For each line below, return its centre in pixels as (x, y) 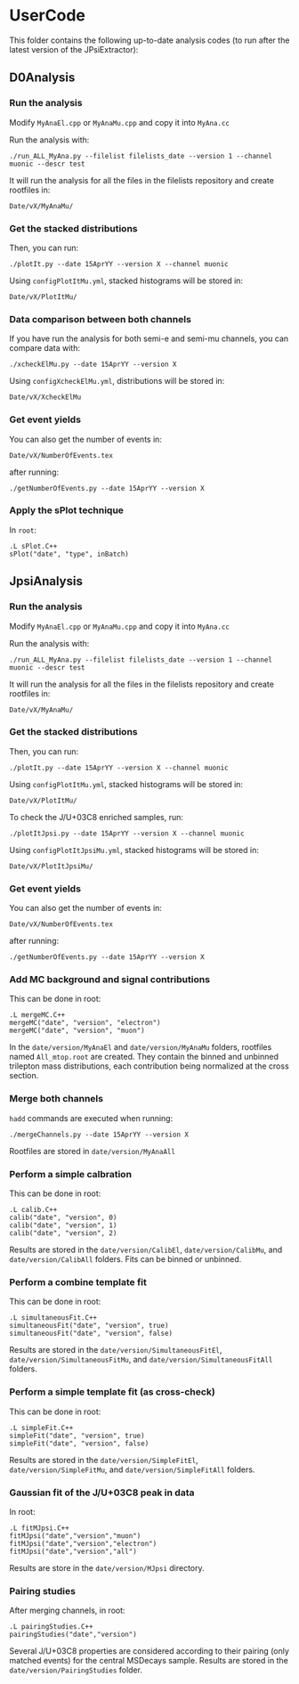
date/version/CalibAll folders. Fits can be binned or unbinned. (125, 1259)
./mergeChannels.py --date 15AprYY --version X (99, 1135)
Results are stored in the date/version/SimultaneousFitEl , (116, 1350)
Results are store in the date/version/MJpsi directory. (107, 1567)
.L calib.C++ (33, 1209)
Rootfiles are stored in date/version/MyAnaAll (93, 1151)
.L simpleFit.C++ (41, 1428)
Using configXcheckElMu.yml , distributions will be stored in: (117, 381)
